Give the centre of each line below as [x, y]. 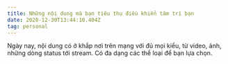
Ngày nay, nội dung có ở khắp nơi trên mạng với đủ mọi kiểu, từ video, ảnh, [114, 46]
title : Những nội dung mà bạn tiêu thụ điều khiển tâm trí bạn [101, 13]
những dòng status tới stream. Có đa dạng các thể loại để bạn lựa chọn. [110, 53]
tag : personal [28, 26]
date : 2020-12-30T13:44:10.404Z [54, 20]
